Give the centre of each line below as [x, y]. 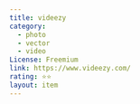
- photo [32, 34]
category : [28, 26]
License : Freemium [44, 60]
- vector [34, 43]
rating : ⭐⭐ [31, 77]
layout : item [34, 85]
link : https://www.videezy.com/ [70, 69]
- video [32, 52]
